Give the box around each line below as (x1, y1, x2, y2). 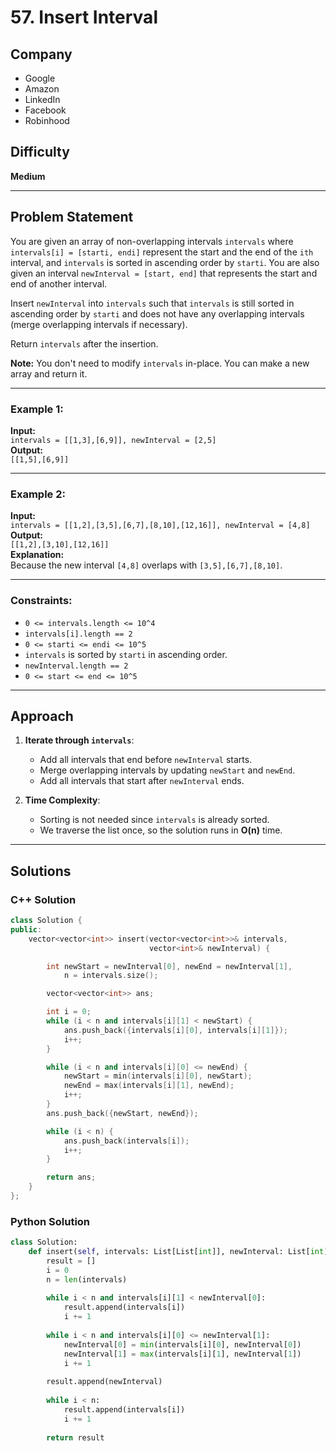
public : (10, 924, 43, 935)
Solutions (10, 862, 72, 880)
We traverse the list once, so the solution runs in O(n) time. (39, 824, 283, 836)
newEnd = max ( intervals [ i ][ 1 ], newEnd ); (63, 1081, 235, 1091)
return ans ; (46, 1172, 97, 1183)
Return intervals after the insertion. (10, 337, 159, 350)
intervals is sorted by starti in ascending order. (24, 648, 228, 660)
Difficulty (10, 144, 70, 161)
